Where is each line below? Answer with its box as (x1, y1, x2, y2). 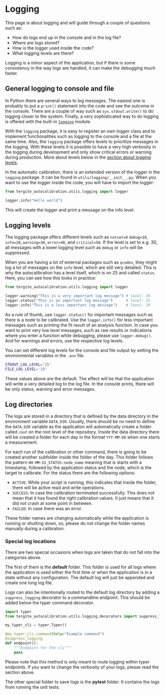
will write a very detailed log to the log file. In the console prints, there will (5, 381, 154, 387)
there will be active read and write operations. (12, 485, 106, 491)
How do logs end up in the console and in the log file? (12, 34, 121, 40)
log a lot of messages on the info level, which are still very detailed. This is (5, 265, 157, 270)
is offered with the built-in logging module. (5, 118, 92, 124)
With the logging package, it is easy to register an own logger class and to (5, 128, 156, 134)
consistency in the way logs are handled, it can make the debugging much (5, 65, 156, 71)
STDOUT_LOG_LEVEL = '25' (5, 362, 52, 367)
